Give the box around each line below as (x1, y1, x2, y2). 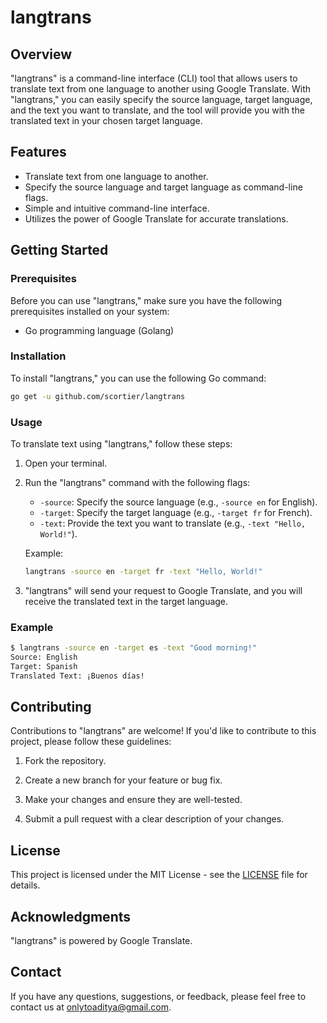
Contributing (10, 699, 92, 716)
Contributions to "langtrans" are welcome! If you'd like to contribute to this (10, 725, 317, 737)
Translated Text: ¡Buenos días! (10, 671, 145, 681)
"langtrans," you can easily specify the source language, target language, (10, 94, 313, 105)
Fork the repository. (24, 755, 107, 767)
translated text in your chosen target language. (10, 115, 203, 126)
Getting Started (10, 242, 109, 259)
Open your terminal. (24, 457, 108, 469)
